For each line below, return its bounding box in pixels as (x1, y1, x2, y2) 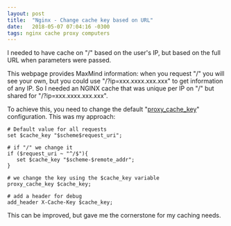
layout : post (7, 10, 45, 17)
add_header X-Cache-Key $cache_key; (7, 199, 113, 206)
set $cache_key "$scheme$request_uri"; (7, 132, 123, 139)
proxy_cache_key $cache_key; (7, 181, 92, 188)
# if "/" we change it (7, 144, 73, 152)
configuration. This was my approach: (7, 113, 116, 121)
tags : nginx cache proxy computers (7, 29, 110, 37)
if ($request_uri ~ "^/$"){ (7, 150, 89, 157)
